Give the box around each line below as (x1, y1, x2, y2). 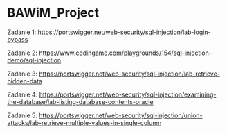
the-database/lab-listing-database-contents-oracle (7, 97, 154, 106)
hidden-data (7, 76, 43, 85)
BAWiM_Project (7, 5, 99, 21)
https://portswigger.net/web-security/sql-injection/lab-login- (37, 28, 211, 36)
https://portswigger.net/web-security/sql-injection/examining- (39, 90, 217, 99)
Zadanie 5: (7, 111, 38, 119)
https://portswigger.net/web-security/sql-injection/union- (39, 111, 203, 119)
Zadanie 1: (7, 28, 37, 36)
